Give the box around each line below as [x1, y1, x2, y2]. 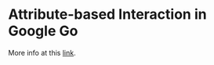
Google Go [8, 22, 78, 40]
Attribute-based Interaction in [8, 5, 207, 23]
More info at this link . [8, 48, 76, 57]
